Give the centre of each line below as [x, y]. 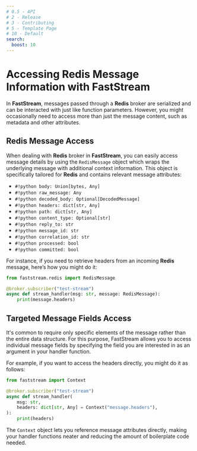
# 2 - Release [24, 17]
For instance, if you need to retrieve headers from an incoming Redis [90, 261]
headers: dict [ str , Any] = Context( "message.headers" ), [88, 408]
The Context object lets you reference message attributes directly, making [96, 430]
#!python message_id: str [47, 231]
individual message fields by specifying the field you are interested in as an [98, 345]
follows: [16, 369]
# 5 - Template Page [32, 28]
